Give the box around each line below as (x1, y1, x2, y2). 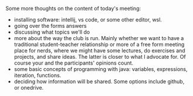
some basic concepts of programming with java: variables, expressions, (13, 66, 188, 72)
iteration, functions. (13, 72, 62, 79)
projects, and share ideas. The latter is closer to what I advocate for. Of (13, 54, 186, 60)
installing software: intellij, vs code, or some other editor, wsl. (13, 16, 162, 23)
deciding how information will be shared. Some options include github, (13, 78, 185, 85)
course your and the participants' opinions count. (13, 59, 134, 66)
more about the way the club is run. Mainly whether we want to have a (13, 35, 184, 41)
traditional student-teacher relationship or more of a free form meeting (13, 41, 185, 48)
